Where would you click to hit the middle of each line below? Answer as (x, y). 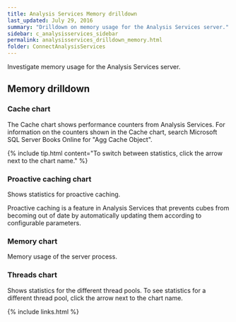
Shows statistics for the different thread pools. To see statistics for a (107, 290)
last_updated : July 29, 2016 (50, 20)
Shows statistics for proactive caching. (64, 194)
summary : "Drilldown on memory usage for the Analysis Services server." (118, 27)
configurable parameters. (44, 222)
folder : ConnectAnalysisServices (57, 47)
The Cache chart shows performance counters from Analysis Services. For (116, 124)
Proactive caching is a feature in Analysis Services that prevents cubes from (118, 208)
